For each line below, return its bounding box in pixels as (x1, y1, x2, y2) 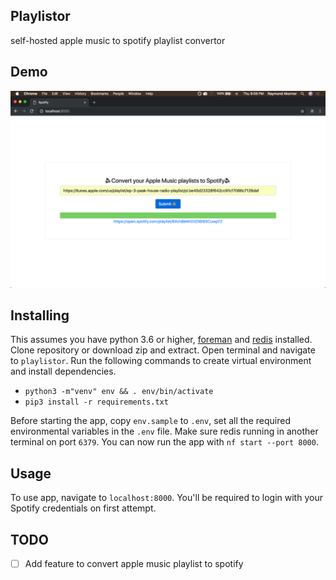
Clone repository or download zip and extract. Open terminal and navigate (10, 344, 316, 356)
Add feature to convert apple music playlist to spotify (24, 558, 244, 570)
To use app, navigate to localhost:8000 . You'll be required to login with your (10, 492, 323, 504)
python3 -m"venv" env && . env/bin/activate (24, 387, 214, 397)
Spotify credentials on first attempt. (10, 502, 157, 514)
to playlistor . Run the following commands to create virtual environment (10, 355, 312, 367)
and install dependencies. (10, 365, 117, 378)
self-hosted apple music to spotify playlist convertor (10, 34, 226, 46)
